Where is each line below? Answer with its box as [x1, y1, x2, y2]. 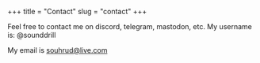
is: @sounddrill [7, 31, 56, 39]
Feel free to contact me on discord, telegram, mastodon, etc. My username [7, 22, 253, 31]
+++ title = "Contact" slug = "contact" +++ [7, 7, 147, 16]
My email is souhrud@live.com [7, 46, 108, 54]
